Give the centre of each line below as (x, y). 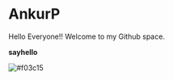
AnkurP (34, 14)
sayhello (23, 52)
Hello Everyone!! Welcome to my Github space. (87, 36)
